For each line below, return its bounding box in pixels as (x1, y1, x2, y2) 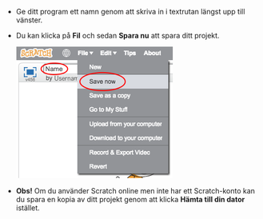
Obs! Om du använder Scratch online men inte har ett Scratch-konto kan (15, 186, 256, 195)
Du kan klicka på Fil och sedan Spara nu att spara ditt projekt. (15, 31, 220, 40)
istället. (15, 203, 40, 213)
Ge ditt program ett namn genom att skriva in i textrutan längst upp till (15, 7, 245, 16)
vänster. (15, 15, 43, 25)
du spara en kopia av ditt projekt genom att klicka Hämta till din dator (15, 195, 245, 204)
